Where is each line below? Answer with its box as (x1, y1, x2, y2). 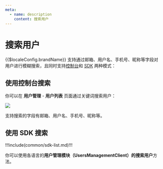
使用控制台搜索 (5, 79, 51, 87)
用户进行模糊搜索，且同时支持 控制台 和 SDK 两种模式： (5, 63, 116, 69)
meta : (5, 7, 16, 12)
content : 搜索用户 (14, 16, 49, 21)
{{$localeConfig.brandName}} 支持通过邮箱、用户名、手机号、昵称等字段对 (5, 56, 159, 62)
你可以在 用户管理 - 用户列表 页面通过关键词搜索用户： (5, 93, 116, 99)
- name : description (9, 12, 52, 17)
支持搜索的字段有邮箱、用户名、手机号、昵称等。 (5, 113, 105, 119)
